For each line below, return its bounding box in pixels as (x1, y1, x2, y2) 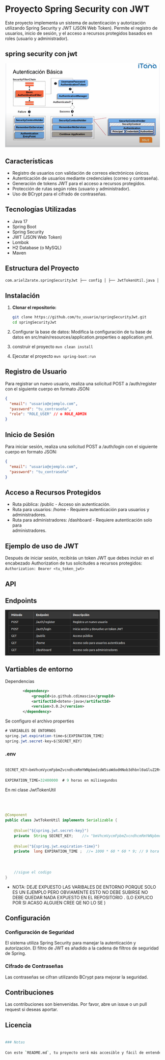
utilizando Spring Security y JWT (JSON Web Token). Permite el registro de (5, 25, 158, 31)
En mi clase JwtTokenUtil (5, 787, 56, 793)
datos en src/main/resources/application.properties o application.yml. (12, 334, 154, 340)
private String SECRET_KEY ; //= (14, 833, 89, 838)
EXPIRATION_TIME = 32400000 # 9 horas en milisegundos (5, 778, 118, 783)
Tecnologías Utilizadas (5, 205, 77, 214)
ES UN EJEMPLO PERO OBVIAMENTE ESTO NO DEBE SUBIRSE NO (12, 889, 148, 895)
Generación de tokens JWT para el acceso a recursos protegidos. (12, 180, 146, 186)
